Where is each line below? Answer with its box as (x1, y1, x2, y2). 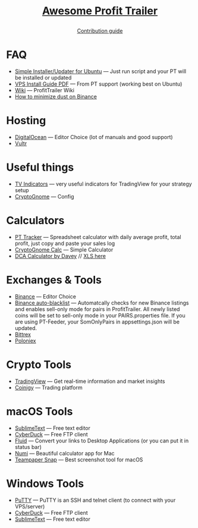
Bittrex (14, 331, 32, 338)
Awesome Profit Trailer (42, 4, 158, 18)
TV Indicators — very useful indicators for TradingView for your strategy (14, 180, 192, 187)
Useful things (6, 161, 74, 174)
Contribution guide (77, 27, 123, 34)
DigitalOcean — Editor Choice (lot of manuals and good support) (14, 134, 174, 141)
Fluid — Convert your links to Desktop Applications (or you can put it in (14, 437, 189, 444)
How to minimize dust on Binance (14, 93, 97, 100)
